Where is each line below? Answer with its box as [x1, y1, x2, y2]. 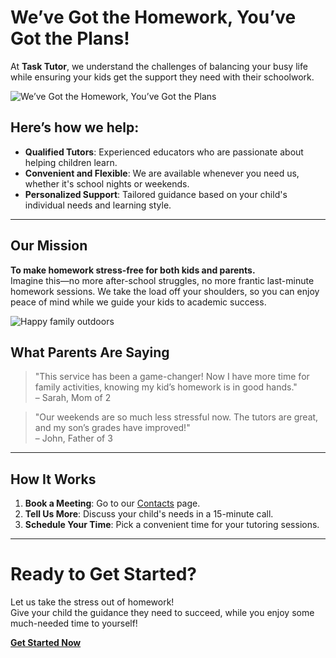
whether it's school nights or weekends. [24, 177, 190, 190]
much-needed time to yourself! [10, 617, 138, 630]
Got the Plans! [10, 27, 130, 50]
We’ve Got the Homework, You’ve [10, 6, 297, 29]
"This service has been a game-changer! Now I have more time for [34, 371, 310, 383]
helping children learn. [24, 156, 118, 168]
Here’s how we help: [10, 119, 140, 136]
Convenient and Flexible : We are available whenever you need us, [24, 167, 300, 179]
